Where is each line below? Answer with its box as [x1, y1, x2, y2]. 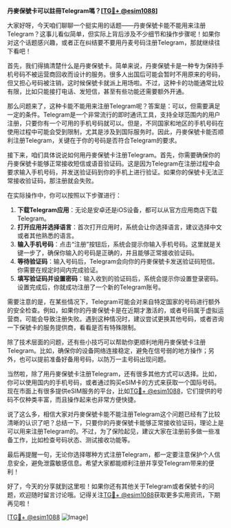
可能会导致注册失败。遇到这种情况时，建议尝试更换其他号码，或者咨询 [25, 315, 224, 323]
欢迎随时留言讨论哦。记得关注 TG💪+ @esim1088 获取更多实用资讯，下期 [19, 491, 221, 498]
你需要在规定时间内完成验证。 [16, 266, 102, 274]
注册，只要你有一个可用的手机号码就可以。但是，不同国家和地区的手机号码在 [7, 119, 224, 127]
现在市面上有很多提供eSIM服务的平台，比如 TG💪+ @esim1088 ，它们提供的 [7, 387, 217, 395]
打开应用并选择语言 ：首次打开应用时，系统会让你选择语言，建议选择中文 [16, 223, 222, 231]
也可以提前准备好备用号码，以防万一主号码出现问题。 [19, 355, 170, 363]
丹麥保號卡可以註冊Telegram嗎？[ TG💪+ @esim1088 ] [7, 7, 158, 14]
